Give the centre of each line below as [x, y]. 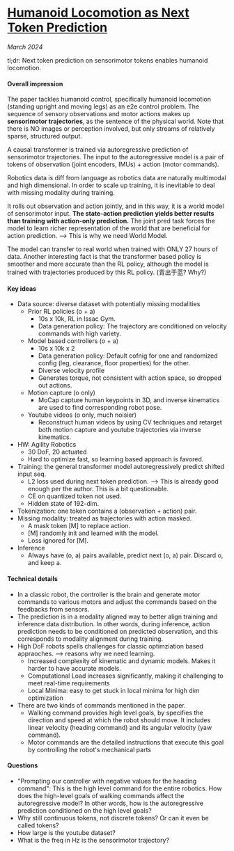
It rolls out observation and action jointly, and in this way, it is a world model [116, 206]
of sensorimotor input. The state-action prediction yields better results [111, 214]
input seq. [32, 474]
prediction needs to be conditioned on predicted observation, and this [117, 631]
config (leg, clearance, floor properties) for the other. [114, 363]
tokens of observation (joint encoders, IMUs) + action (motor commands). [113, 164]
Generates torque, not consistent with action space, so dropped [130, 378]
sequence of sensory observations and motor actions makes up [99, 114]
